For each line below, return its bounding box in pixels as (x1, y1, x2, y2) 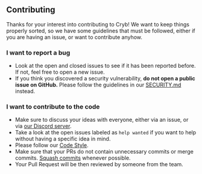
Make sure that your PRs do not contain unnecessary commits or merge (14, 148, 194, 155)
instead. (14, 88, 36, 95)
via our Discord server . (14, 122, 72, 130)
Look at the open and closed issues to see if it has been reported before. (14, 62, 196, 70)
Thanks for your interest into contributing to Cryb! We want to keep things (6, 20, 190, 28)
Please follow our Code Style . (14, 142, 89, 149)
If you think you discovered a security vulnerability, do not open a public (14, 75, 196, 82)
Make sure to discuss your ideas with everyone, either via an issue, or (14, 116, 189, 124)
